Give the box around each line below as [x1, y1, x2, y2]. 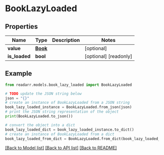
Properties [5, 22, 38, 31]
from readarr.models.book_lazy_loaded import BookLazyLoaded [5, 82, 132, 87]
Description [52, 37, 80, 43]
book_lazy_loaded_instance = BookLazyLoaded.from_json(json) [5, 105, 132, 110]
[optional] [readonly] [84, 53, 133, 59]
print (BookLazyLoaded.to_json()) [5, 114, 73, 119]
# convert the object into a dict [5, 122, 76, 127]
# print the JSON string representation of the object [5, 109, 119, 115]
